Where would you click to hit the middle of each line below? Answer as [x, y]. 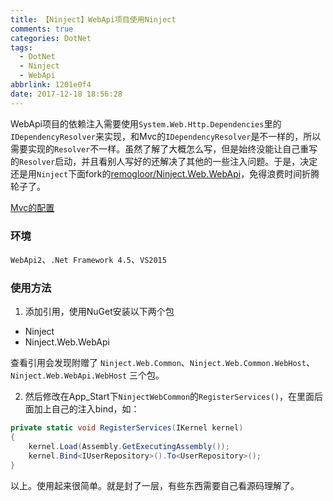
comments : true [42, 29]
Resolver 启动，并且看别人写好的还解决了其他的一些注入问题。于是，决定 [168, 161]
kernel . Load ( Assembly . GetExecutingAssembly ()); [129, 446]
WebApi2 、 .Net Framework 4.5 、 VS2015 [88, 259]
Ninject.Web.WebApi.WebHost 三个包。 [87, 375]
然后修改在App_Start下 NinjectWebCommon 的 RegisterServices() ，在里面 [169, 397]
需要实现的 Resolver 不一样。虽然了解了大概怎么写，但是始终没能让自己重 [160, 148]
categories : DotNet [51, 38]
